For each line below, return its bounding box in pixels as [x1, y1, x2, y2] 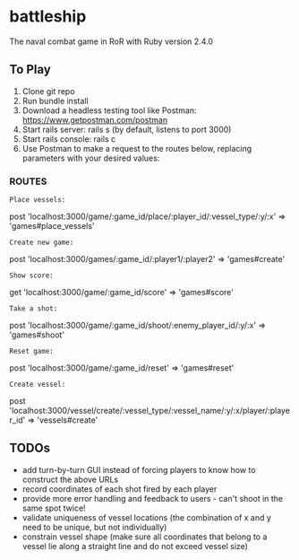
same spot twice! [21, 503, 87, 513]
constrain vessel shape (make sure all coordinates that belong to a [21, 531, 268, 542]
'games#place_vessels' [9, 221, 96, 232]
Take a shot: [9, 304, 58, 313]
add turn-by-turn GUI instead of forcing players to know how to [21, 464, 256, 475]
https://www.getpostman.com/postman [21, 114, 168, 125]
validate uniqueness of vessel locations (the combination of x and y [21, 512, 271, 522]
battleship [9, 6, 87, 27]
